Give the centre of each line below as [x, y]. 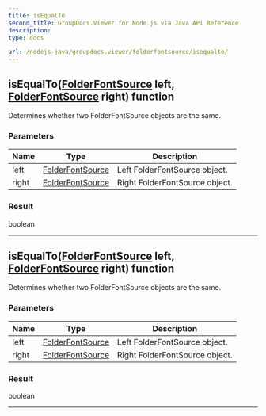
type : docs [26, 38]
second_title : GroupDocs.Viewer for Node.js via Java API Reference [123, 23]
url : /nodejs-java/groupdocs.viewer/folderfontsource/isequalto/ [118, 52]
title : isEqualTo [37, 15]
